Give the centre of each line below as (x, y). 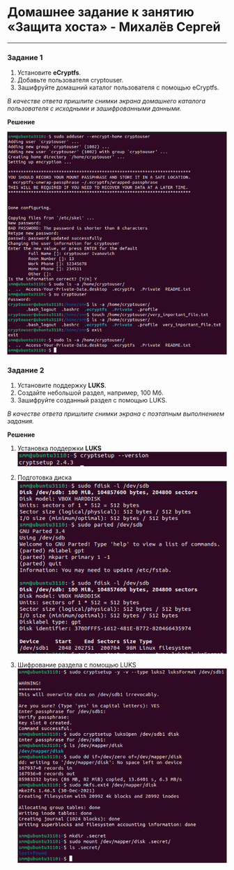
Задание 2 (26, 370)
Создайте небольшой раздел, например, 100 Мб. (90, 393)
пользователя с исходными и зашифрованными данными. (94, 108)
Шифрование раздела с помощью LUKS (77, 665)
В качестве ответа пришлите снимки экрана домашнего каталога (107, 101)
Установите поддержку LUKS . (62, 386)
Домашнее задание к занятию (101, 12)
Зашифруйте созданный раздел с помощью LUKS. (92, 400)
